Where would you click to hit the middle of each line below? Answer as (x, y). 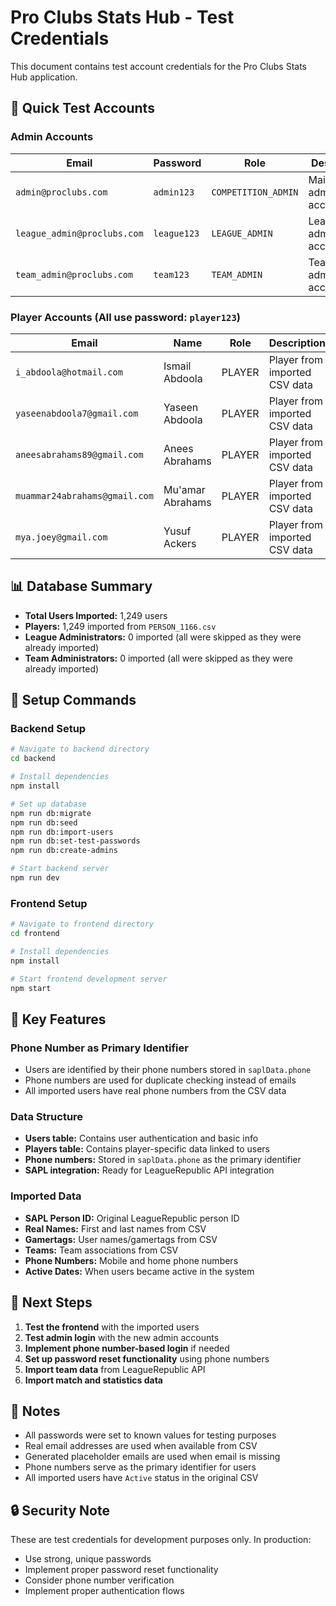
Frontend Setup (49, 903)
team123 (171, 274)
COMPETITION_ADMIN (255, 192)
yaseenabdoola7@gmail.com (77, 413)
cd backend (33, 759)
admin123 (174, 192)
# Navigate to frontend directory (82, 924)
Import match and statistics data (93, 1380)
